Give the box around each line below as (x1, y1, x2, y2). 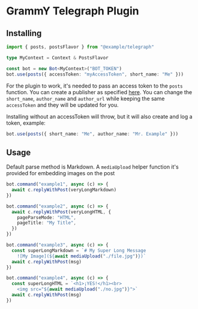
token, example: (6, 119, 46, 127)
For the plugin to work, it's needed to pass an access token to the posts (6, 82, 183, 89)
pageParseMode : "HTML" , (17, 214, 77, 220)
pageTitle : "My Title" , (17, 220, 77, 226)
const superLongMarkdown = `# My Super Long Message (11, 247, 146, 253)
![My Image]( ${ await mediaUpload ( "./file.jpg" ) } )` (17, 253, 146, 259)
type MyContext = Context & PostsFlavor (6, 55, 109, 61)
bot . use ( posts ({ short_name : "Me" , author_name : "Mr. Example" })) (6, 131, 179, 137)
